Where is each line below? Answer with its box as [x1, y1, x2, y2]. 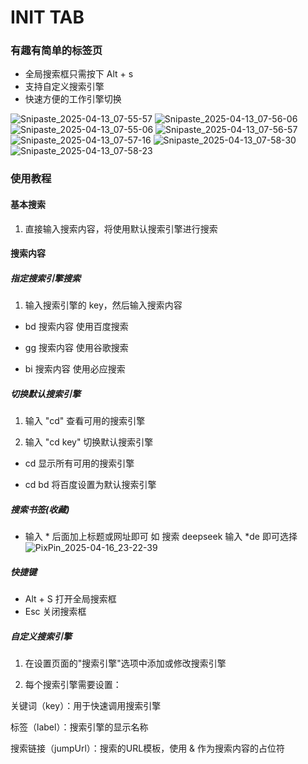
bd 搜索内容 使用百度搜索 [24, 321, 129, 333]
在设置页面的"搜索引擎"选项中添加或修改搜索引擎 [24, 657, 227, 670]
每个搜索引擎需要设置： [24, 679, 122, 691]
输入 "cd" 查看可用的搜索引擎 [24, 415, 146, 427]
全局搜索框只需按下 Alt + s [24, 68, 134, 80]
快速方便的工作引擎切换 [24, 93, 122, 105]
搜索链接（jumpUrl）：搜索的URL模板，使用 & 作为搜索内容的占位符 [10, 742, 286, 755]
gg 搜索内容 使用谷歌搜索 [24, 342, 129, 354]
